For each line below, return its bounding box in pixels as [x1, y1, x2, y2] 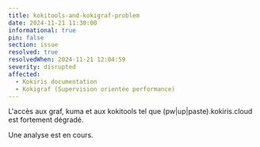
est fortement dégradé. [8, 115, 84, 125]
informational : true [8, 26, 77, 34]
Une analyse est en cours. [8, 130, 94, 140]
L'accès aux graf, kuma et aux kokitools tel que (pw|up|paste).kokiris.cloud [8, 107, 253, 116]
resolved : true [8, 48, 59, 56]
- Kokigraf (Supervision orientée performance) [15, 85, 176, 93]
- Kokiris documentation [15, 77, 97, 85]
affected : [8, 70, 41, 78]
